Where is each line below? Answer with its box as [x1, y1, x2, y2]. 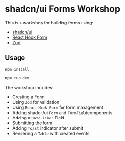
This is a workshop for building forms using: [5, 20, 94, 25]
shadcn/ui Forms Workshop [5, 3, 121, 15]
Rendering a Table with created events [12, 130, 90, 136]
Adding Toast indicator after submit [12, 125, 83, 131]
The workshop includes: [5, 84, 54, 90]
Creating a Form [12, 94, 45, 100]
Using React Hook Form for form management [12, 104, 104, 110]
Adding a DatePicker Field [12, 115, 64, 120]
